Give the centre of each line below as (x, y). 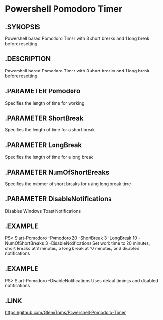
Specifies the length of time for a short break (50, 130)
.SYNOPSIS (23, 27)
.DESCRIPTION (28, 59)
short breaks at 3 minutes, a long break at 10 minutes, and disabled (72, 248)
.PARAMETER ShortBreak (44, 118)
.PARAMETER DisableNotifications (58, 199)
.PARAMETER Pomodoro (43, 91)
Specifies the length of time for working (45, 103)
